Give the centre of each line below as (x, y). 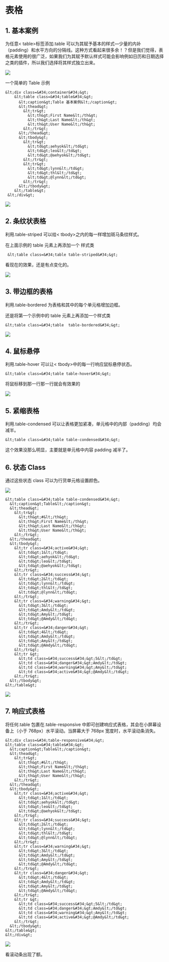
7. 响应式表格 (25, 711)
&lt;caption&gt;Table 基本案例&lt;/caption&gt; (68, 102)
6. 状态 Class (26, 467)
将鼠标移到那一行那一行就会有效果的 (43, 384)
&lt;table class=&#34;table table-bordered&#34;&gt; (63, 325)
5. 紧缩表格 (22, 411)
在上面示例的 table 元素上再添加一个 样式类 (50, 245)
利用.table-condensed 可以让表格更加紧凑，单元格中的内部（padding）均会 (83, 424)
